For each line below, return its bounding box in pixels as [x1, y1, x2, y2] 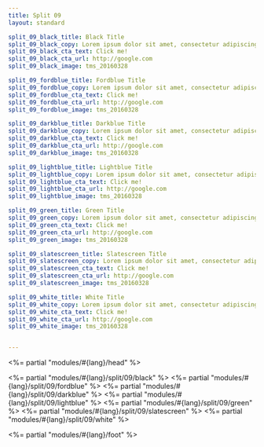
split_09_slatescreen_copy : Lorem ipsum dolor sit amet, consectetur [8, 257, 241, 266]
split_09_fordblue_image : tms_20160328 [8, 105, 139, 114]
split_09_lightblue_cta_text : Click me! [8, 178, 143, 185]
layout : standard [8, 19, 65, 27]
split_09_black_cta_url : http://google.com [8, 55, 153, 63]
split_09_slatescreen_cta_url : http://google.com [8, 272, 174, 280]
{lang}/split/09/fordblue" [8, 382, 88, 391]
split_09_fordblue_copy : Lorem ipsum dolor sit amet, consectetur [8, 83, 230, 91]
